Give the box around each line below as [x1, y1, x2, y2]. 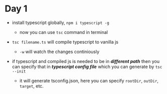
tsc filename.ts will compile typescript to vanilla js [12, 38, 119, 45]
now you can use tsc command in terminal [19, 29, 108, 35]
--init [12, 68, 26, 74]
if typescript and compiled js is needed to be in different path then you [12, 58, 159, 64]
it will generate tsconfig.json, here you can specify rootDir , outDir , [19, 77, 159, 83]
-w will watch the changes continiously [19, 48, 100, 54]
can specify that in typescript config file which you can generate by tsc [12, 63, 162, 69]
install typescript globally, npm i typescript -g [12, 19, 109, 25]
